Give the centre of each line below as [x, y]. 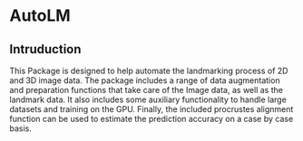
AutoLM [40, 16]
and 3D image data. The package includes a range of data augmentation [145, 80]
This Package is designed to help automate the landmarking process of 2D [149, 70]
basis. [20, 128]
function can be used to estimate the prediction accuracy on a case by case [151, 119]
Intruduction [45, 49]
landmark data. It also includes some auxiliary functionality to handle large [148, 99]
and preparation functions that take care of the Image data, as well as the [147, 90]
